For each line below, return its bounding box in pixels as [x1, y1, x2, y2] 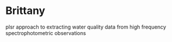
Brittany [5, 4, 46, 17]
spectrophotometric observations [5, 29, 86, 36]
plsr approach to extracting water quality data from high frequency [5, 23, 166, 30]
